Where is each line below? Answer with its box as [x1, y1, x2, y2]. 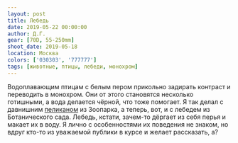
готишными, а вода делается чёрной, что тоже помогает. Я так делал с [7, 97, 224, 106]
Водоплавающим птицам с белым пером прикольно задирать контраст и [7, 82, 231, 91]
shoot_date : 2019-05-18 [7, 43, 78, 50]
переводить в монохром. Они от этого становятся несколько [7, 90, 194, 98]
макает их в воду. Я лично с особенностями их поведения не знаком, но [7, 120, 229, 128]
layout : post [7, 10, 46, 18]
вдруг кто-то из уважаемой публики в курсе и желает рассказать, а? [7, 127, 219, 136]
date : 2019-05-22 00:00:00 [7, 23, 87, 30]
